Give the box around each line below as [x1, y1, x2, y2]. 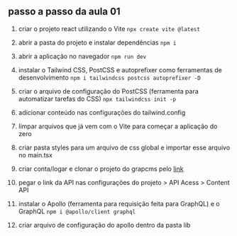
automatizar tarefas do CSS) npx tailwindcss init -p [18, 94, 177, 103]
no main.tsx [18, 150, 53, 159]
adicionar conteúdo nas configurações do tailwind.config [18, 108, 186, 116]
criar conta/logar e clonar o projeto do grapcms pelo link [18, 164, 184, 173]
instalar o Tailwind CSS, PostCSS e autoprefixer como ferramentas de [18, 65, 222, 74]
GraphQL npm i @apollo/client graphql [18, 207, 136, 215]
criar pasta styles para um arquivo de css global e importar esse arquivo [18, 143, 231, 152]
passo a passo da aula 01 [8, 6, 121, 18]
